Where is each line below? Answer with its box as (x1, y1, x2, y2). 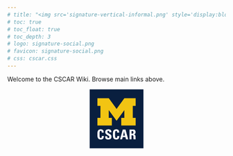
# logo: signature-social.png (7, 40, 95, 48)
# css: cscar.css (7, 55, 58, 62)
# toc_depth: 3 (7, 33, 51, 40)
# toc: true (7, 18, 42, 26)
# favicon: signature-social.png (7, 48, 104, 55)
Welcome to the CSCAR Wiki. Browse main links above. (7, 75, 165, 83)
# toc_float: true (7, 26, 60, 33)
